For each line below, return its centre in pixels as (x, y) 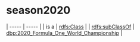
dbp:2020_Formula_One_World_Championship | (64, 33)
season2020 (38, 10)
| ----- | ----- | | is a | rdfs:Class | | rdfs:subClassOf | (70, 27)
